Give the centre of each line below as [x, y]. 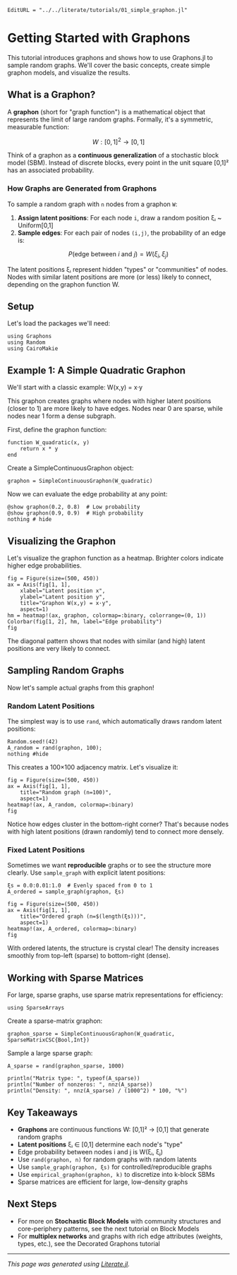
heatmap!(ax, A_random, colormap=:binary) [71, 805]
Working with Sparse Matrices [75, 978]
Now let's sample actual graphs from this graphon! [81, 688]
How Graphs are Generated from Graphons [82, 188]
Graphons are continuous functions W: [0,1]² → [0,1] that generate [113, 1129]
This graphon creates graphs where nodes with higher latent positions [109, 401]
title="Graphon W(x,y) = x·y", [66, 603]
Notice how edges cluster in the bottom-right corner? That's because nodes [118, 824]
